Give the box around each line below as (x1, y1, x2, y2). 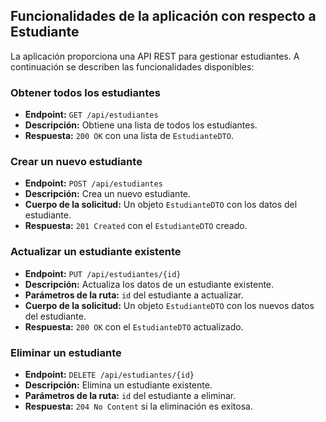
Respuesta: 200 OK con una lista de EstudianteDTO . (24, 130, 234, 142)
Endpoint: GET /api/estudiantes (24, 109, 159, 121)
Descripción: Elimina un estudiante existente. (24, 379, 213, 391)
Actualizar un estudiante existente (10, 245, 182, 259)
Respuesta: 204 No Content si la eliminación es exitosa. (24, 400, 253, 412)
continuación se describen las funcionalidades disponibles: (10, 60, 255, 73)
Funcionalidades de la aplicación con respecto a (10, 8, 317, 25)
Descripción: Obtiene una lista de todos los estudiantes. (24, 119, 258, 131)
